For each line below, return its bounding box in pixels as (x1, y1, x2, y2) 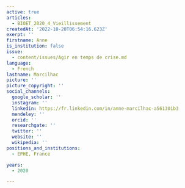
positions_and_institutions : (6, 145, 81, 151)
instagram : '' (12, 99, 48, 106)
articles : (6, 15, 32, 21)
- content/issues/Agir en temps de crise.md (12, 54, 127, 60)
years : (6, 162, 23, 168)
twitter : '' (12, 128, 43, 134)
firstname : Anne (6, 37, 48, 43)
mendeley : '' (12, 111, 45, 117)
